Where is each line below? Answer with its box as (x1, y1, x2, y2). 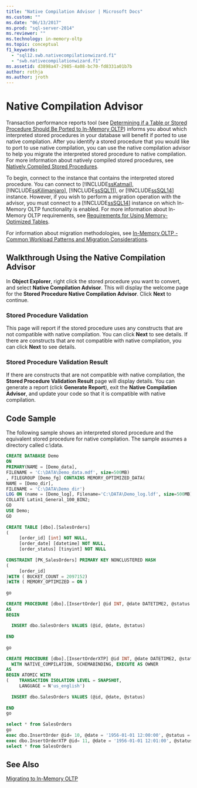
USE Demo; (6, 508, 30, 514)
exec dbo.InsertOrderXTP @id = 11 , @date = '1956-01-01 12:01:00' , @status (6, 737, 193, 744)
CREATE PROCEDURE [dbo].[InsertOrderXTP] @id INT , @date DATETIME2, (6, 655, 177, 661)
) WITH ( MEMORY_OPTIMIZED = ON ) (6, 579, 88, 585)
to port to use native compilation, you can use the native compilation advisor (6, 144, 191, 151)
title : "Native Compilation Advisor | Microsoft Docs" (6, 8, 143, 15)
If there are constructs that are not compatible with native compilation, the (6, 372, 185, 379)
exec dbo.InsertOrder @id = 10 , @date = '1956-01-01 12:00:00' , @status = (6, 732, 191, 738)
